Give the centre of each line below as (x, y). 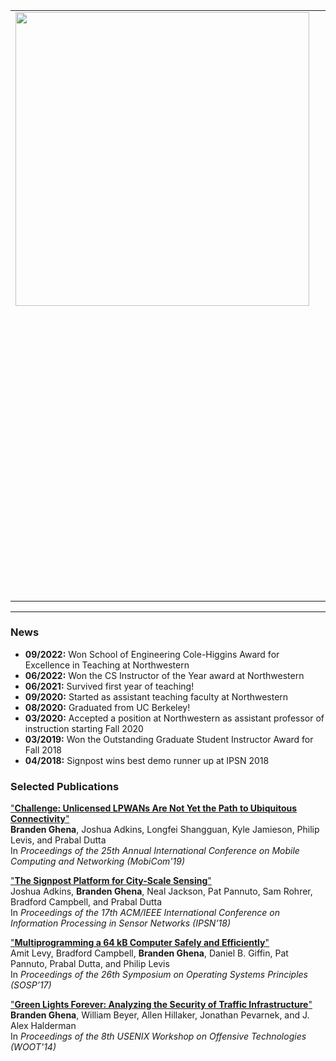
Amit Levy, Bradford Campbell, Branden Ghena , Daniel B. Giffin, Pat (149, 953)
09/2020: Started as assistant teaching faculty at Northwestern (156, 696)
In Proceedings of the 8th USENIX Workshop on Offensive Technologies (158, 1036)
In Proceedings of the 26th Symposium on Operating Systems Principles (159, 975)
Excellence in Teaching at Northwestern (107, 665)
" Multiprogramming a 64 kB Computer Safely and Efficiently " (140, 943)
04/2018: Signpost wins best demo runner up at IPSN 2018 (147, 760)
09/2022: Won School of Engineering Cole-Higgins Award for (152, 654)
